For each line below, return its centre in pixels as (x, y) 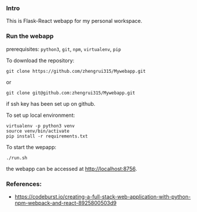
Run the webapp (30, 36)
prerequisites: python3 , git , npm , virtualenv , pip (64, 49)
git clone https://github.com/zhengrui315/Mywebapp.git (76, 71)
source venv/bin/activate (38, 131)
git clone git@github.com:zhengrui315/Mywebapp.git (71, 93)
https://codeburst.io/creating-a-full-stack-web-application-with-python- (103, 196)
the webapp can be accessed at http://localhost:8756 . (71, 169)
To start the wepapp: (31, 147)
